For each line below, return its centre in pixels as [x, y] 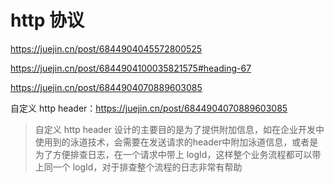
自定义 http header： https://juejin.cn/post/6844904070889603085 [149, 108]
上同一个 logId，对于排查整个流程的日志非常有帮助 [138, 167]
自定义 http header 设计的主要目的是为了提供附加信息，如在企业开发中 [179, 129]
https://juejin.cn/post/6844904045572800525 [106, 48]
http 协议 [47, 20]
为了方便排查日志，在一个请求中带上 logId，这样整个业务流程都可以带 [178, 154]
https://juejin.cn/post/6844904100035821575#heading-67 [131, 68]
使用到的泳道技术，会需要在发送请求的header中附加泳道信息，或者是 [176, 142]
